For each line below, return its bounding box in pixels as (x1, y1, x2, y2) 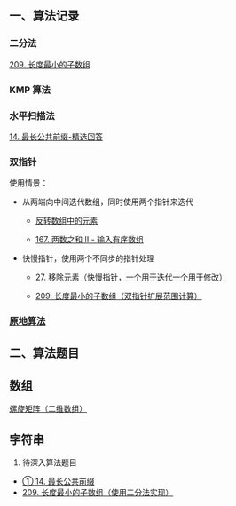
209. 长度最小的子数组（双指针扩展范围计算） (35, 291, 202, 302)
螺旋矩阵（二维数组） (9, 403, 87, 415)
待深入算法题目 (21, 457, 77, 468)
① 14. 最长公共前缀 (21, 476, 95, 486)
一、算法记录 (9, 8, 80, 24)
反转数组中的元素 (35, 216, 98, 226)
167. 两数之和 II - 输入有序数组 (35, 234, 144, 245)
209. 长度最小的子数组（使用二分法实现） (21, 487, 174, 498)
